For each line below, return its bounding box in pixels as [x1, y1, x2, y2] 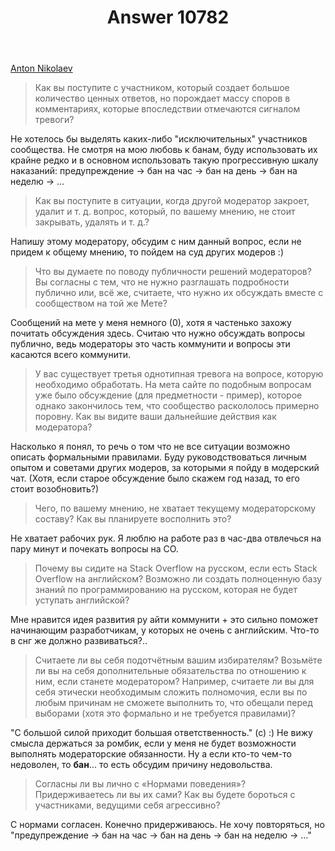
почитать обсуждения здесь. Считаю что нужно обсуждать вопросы [10, 327, 306, 340]
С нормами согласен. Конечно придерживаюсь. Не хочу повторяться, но [10, 819, 325, 831]
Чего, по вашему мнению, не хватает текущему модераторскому [34, 502, 317, 515]
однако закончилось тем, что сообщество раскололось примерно [34, 400, 320, 412]
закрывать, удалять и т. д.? [34, 216, 150, 228]
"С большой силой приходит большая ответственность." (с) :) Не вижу [10, 727, 313, 739]
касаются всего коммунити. [10, 349, 131, 361]
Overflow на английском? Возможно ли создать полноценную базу [34, 573, 323, 585]
